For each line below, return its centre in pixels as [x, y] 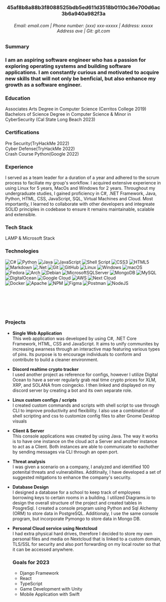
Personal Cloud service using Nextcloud [55, 528]
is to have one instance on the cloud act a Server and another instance [85, 441]
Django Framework [39, 573]
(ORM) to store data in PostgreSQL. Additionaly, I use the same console [85, 513]
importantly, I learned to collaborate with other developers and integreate [80, 204]
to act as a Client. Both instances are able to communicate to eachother [85, 446]
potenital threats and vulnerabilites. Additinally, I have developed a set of [87, 472]
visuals [20, 421]
